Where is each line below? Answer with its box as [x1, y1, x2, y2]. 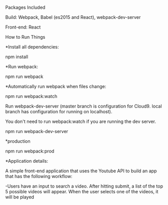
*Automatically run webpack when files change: [5, 84, 106, 89]
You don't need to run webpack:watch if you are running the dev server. [5, 118, 156, 124]
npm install [5, 54, 29, 60]
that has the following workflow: [5, 173, 73, 179]
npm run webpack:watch [5, 93, 58, 99]
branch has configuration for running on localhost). [5, 109, 113, 114]
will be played [5, 194, 35, 200]
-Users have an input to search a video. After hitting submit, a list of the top [5, 183, 163, 189]
